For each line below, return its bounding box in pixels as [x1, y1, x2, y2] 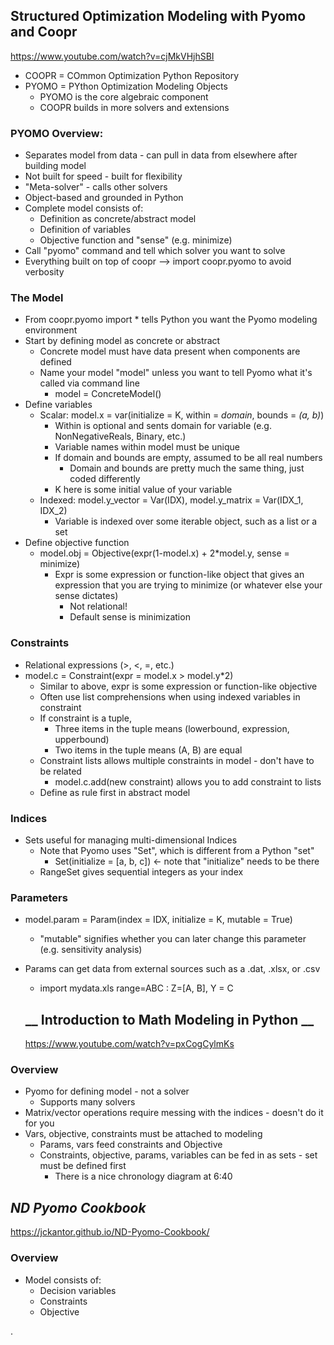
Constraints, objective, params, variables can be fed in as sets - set [39, 1149, 318, 1161]
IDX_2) [39, 505, 68, 517]
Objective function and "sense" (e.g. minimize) [39, 234, 233, 246]
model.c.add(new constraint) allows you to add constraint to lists [54, 775, 322, 788]
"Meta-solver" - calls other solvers [24, 181, 168, 193]
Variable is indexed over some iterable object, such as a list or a [54, 515, 318, 528]
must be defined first [39, 1160, 127, 1172]
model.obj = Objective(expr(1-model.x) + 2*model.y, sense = [39, 547, 290, 559]
